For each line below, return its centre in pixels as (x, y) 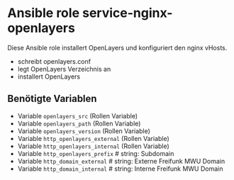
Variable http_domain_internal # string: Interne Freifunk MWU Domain (120, 169)
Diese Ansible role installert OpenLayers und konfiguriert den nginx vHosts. (117, 47)
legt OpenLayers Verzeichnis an (64, 69)
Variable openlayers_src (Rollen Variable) (78, 116)
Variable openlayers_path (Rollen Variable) (79, 123)
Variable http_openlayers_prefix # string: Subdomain (96, 153)
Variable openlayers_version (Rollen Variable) (84, 131)
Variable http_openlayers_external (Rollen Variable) (94, 138)
